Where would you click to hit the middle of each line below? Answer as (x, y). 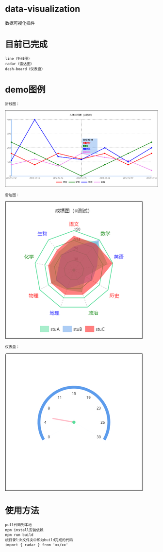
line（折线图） (19, 59)
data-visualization (43, 9)
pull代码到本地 (19, 525)
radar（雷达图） (20, 64)
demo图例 (25, 90)
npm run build (19, 535)
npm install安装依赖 (24, 530)
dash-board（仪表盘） (25, 69)
